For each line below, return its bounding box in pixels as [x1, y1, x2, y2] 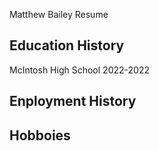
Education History [9, 37, 125, 54]
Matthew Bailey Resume [9, 9, 109, 20]
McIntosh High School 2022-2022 [9, 64, 150, 76]
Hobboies [9, 127, 71, 144]
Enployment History [9, 93, 137, 110]
